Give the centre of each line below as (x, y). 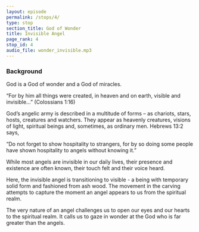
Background (24, 71)
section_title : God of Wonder (44, 28)
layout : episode (26, 12)
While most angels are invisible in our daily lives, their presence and (89, 162)
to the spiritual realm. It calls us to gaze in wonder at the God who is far (94, 217)
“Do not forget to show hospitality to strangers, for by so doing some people (100, 144)
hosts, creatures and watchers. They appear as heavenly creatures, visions (98, 120)
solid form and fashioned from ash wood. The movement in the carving (93, 186)
